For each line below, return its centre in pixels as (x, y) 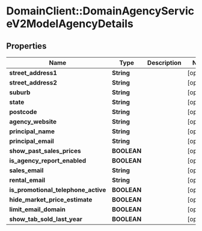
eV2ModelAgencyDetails (70, 24)
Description (164, 63)
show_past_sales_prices (45, 151)
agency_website (33, 121)
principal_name (32, 131)
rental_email (27, 180)
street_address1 (33, 73)
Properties (26, 46)
